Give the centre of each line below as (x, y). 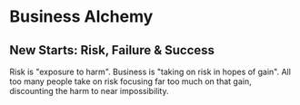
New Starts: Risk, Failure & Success (112, 50)
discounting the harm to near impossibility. (89, 91)
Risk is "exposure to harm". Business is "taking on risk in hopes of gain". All (150, 72)
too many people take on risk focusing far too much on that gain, (130, 81)
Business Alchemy (81, 17)
